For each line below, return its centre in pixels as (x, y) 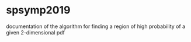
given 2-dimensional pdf (36, 32)
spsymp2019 (38, 10)
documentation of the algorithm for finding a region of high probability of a (96, 26)
